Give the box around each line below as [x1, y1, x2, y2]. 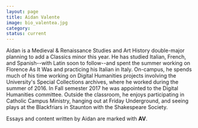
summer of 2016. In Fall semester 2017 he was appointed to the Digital [6, 85, 179, 92]
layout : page [6, 8, 39, 15]
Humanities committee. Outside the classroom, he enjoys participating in [6, 91, 185, 98]
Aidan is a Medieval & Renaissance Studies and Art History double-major [6, 47, 185, 54]
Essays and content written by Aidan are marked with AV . [6, 115, 148, 122]
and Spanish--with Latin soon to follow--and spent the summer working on [6, 60, 191, 67]
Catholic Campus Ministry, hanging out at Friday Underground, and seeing [6, 97, 189, 104]
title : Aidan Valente [6, 14, 60, 20]
